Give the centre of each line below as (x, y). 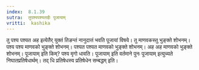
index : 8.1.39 (26, 12)
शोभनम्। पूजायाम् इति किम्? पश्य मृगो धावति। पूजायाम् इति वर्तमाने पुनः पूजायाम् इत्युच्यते (90, 54)
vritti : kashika (28, 23)
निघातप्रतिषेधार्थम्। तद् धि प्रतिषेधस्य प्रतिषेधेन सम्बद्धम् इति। (63, 60)
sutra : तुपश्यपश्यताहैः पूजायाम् (36, 17)
